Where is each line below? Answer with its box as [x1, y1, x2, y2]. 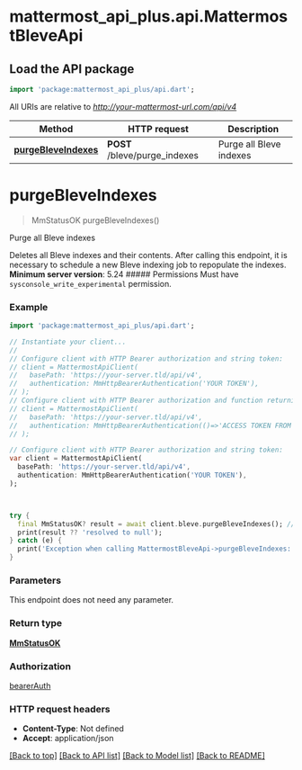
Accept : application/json [22, 733, 114, 744]
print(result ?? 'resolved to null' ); [17, 528, 164, 537]
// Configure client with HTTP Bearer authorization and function [9, 396, 263, 406]
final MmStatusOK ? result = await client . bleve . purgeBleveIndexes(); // [17, 519, 296, 528]
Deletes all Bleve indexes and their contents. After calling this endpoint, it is [9, 249, 288, 260]
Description [227, 122, 280, 135]
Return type [9, 617, 63, 630]
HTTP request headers [9, 703, 111, 715]
